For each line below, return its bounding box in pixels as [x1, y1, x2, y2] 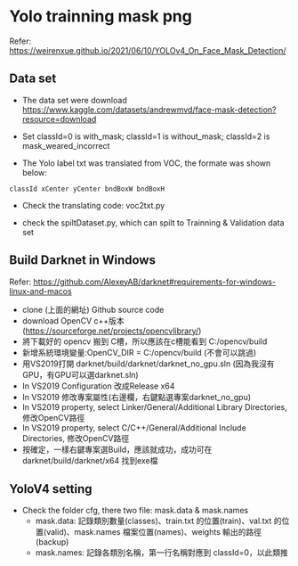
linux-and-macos [9, 285, 73, 296]
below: [21, 167, 47, 177]
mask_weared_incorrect [21, 140, 110, 151]
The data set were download [21, 94, 127, 105]
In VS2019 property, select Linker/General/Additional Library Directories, [21, 401, 287, 412]
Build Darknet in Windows [9, 252, 156, 268]
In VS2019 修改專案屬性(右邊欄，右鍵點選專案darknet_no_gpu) [21, 391, 252, 402]
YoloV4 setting [9, 481, 93, 496]
